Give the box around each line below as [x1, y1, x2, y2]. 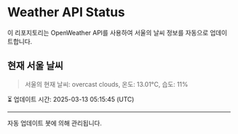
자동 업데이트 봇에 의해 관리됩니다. [7, 118, 102, 127]
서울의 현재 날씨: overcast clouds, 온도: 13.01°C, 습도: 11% [24, 80, 189, 88]
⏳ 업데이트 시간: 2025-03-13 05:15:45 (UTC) [7, 95, 135, 103]
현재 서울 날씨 [7, 60, 64, 72]
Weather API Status [7, 4, 125, 20]
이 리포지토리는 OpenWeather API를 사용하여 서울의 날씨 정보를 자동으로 [7, 28, 209, 37]
